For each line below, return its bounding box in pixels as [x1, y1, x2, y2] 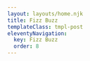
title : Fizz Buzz [7, 17, 58, 24]
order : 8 [13, 43, 39, 50]
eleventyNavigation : [7, 29, 68, 37]
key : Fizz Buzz [13, 36, 58, 43]
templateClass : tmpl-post [7, 23, 83, 30]
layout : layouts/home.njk [7, 10, 83, 18]
